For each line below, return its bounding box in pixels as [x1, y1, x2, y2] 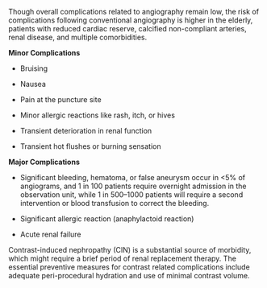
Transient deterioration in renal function [19, 126, 152, 135]
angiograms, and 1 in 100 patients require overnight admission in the [19, 181, 248, 191]
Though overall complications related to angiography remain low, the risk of [8, 7, 260, 16]
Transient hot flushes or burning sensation [19, 142, 161, 151]
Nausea [19, 80, 47, 88]
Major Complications [8, 157, 81, 167]
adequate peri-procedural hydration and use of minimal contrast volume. [8, 271, 250, 280]
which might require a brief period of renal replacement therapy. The [8, 253, 236, 263]
